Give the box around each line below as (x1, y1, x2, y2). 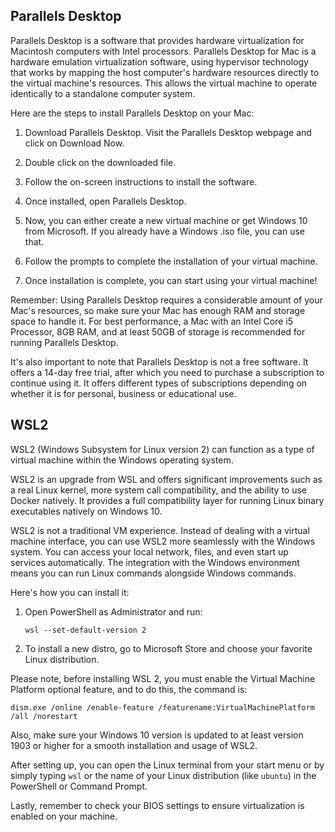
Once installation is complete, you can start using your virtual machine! (24, 274, 318, 286)
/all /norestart (10, 711, 78, 721)
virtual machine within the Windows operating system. (10, 454, 234, 466)
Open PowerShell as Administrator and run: (24, 605, 203, 618)
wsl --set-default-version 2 (24, 625, 147, 635)
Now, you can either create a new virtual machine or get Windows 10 (24, 214, 308, 226)
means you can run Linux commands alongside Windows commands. (10, 567, 297, 579)
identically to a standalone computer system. (10, 87, 196, 99)
